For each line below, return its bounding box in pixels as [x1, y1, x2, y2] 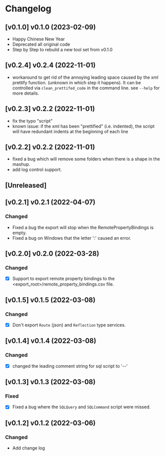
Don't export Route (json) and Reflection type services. [12, 322, 126, 328]
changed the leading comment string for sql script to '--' [12, 363, 128, 369]
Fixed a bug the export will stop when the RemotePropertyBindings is [12, 224, 154, 230]
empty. [12, 230, 27, 236]
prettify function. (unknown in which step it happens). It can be [12, 79, 141, 85]
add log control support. [12, 166, 62, 172]
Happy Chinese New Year [12, 36, 65, 42]
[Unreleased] [5, 181, 47, 189]
